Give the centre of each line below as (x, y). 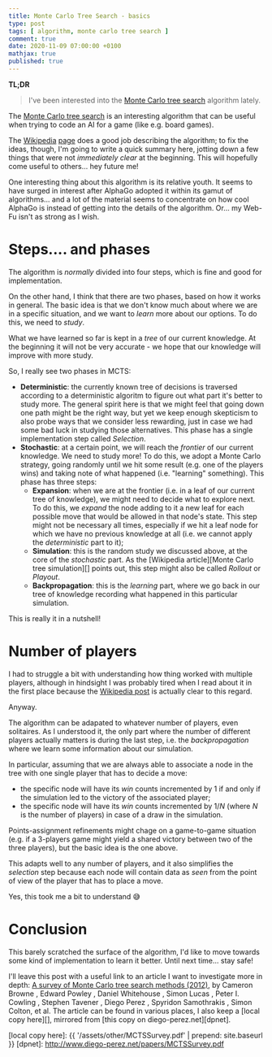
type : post (27, 24)
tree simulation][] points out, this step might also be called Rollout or (147, 568)
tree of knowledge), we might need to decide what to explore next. (144, 499)
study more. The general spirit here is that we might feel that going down (142, 404)
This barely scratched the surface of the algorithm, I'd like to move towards (134, 951)
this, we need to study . (47, 322)
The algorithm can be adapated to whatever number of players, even (123, 722)
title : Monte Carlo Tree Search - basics (80, 16)
